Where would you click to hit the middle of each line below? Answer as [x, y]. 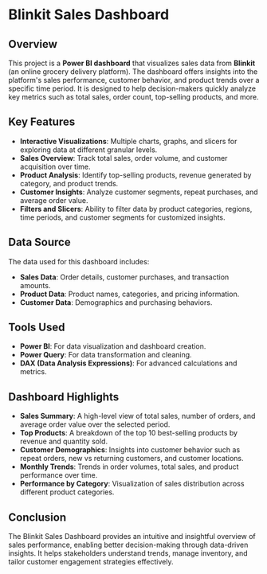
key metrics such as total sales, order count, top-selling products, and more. [133, 97]
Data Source [39, 242]
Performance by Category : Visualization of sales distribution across [132, 484]
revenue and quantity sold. [64, 441]
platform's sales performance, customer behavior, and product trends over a [134, 80]
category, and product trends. [69, 183]
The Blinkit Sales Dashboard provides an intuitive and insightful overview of [132, 537]
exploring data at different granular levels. [88, 150]
